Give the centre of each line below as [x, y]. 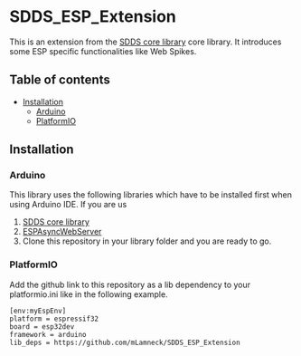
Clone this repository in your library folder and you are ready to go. [147, 241]
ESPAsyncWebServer [62, 232]
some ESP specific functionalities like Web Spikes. [103, 51]
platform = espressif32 [54, 319]
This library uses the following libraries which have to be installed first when [150, 195]
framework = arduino [48, 334]
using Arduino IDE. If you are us [68, 205]
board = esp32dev [42, 327]
